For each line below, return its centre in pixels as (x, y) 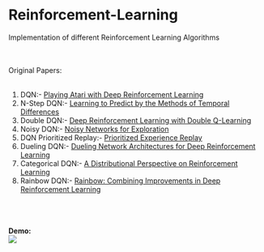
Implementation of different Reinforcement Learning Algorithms (114, 37)
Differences (39, 112)
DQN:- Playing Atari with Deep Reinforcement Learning (112, 94)
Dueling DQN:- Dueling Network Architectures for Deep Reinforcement (138, 146)
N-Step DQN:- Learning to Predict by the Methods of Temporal (125, 103)
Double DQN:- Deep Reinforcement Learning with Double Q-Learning (136, 120)
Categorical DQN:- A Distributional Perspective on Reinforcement (129, 163)
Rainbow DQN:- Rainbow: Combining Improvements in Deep (120, 181)
